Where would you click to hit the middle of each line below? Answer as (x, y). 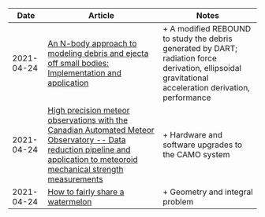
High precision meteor (89, 110)
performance (187, 97)
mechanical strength (86, 169)
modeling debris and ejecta (98, 53)
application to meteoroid (93, 159)
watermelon (70, 202)
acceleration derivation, (207, 88)
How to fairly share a (86, 192)
